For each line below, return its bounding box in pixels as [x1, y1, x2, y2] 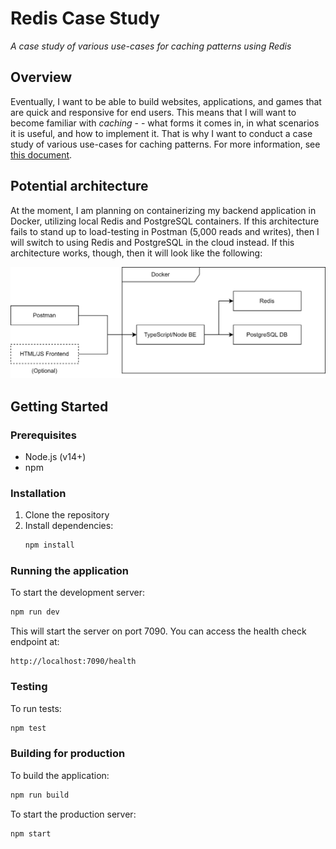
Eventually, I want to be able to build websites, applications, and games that [10, 95, 322, 107]
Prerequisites [10, 428, 77, 442]
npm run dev [10, 607, 60, 617]
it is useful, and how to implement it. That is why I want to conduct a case [10, 127, 313, 139]
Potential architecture [10, 178, 149, 195]
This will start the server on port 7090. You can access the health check [10, 625, 307, 637]
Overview [10, 69, 73, 86]
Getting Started [10, 398, 109, 415]
